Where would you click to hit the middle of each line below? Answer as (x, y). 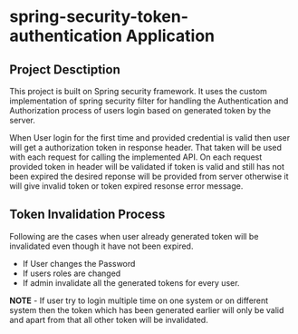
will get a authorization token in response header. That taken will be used (146, 147)
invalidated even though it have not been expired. (101, 246)
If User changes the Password (79, 263)
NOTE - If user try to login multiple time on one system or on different (139, 300)
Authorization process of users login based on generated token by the (140, 110)
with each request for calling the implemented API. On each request (136, 157)
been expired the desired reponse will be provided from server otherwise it (149, 176)
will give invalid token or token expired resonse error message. (126, 186)
